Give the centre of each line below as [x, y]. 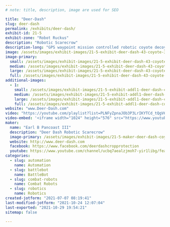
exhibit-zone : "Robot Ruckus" [37, 38]
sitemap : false [21, 212]
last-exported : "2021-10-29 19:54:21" [46, 207]
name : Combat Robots [36, 184]
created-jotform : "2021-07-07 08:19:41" [49, 198]
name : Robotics [30, 194]
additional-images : [26, 81]
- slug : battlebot [29, 170]
